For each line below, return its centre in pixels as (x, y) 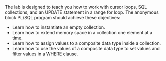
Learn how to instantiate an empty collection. (59, 27)
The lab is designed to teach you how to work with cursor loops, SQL (76, 7)
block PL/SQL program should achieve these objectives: (63, 18)
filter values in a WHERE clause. (45, 54)
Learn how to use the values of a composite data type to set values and (86, 49)
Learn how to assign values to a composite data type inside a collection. (87, 43)
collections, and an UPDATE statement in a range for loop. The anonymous (82, 12)
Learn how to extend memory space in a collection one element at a (82, 33)
